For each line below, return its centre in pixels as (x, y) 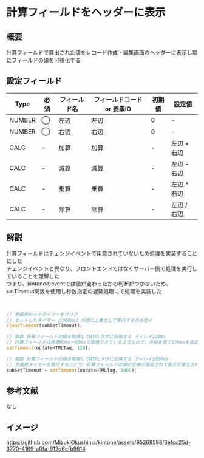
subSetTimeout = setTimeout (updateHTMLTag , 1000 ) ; (72, 370)
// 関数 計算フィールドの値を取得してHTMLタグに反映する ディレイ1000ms (87, 359)
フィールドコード (118, 100)
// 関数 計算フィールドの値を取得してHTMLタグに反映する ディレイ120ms (86, 337)
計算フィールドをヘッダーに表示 (86, 12)
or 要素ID (118, 109)
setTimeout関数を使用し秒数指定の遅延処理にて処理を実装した (84, 291)
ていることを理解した (33, 276)
